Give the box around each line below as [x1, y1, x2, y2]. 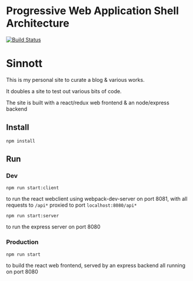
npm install [6, 138, 35, 144]
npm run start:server [6, 213, 59, 219]
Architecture [6, 16, 69, 30]
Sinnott [6, 57, 43, 70]
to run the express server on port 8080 [6, 223, 101, 230]
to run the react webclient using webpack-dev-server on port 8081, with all [6, 196, 188, 203]
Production [6, 238, 39, 246]
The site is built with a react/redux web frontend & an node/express [6, 99, 169, 106]
